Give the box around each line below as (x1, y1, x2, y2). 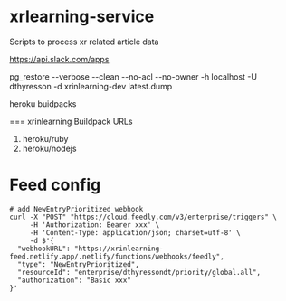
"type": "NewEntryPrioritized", (17, 259, 140, 268)
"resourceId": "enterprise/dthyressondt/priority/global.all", (17, 268, 261, 277)
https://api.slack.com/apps (9, 53, 110, 64)
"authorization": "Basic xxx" (17, 276, 131, 285)
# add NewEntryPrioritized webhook (9, 204, 144, 213)
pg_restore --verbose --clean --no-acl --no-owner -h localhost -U (9, 71, 258, 82)
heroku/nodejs (22, 143, 77, 154)
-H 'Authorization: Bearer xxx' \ (29, 220, 160, 230)
